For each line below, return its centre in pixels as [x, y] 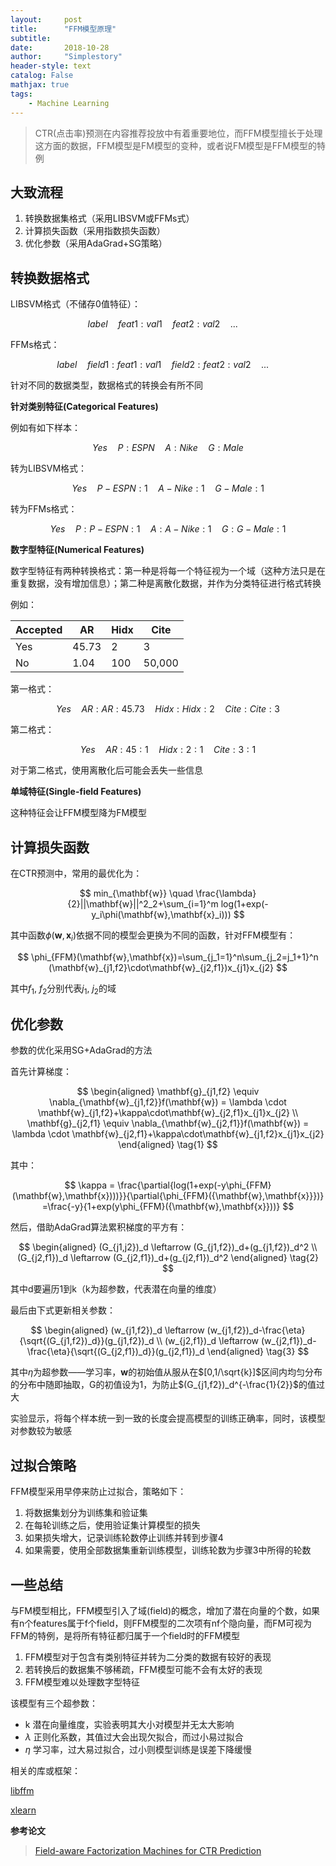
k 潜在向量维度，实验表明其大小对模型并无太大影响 [129, 1724]
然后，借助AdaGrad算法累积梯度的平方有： [99, 1227]
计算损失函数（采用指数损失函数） [95, 231]
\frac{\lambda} [226, 893]
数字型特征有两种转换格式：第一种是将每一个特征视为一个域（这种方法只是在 [168, 571]
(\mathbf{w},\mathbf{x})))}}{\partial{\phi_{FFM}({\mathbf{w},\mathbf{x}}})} [168, 1196]
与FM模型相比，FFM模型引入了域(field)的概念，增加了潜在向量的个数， [156, 1610]
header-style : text [51, 66]
